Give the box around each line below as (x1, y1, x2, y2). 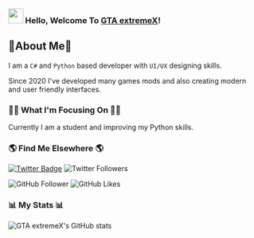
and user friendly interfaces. (8, 84, 102, 94)
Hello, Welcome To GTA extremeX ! (25, 14, 161, 25)
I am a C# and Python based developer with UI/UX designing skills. (8, 60, 222, 70)
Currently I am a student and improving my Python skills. (8, 123, 193, 132)
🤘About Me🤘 (8, 40, 72, 53)
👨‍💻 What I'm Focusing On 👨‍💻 (8, 104, 121, 115)
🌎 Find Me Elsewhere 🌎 (8, 142, 104, 154)
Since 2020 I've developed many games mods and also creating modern (8, 76, 247, 85)
